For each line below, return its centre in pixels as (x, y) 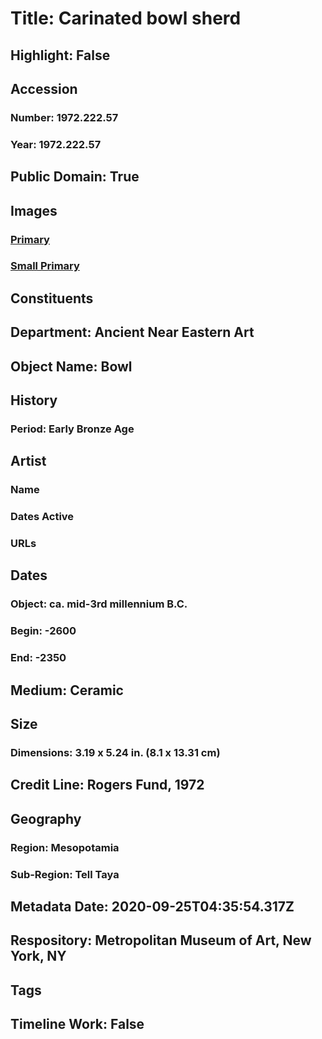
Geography (46, 818)
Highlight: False (60, 55)
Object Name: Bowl (71, 366)
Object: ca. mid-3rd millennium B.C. (99, 604)
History (34, 400)
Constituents (52, 298)
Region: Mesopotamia (65, 847)
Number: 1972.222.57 (64, 117)
